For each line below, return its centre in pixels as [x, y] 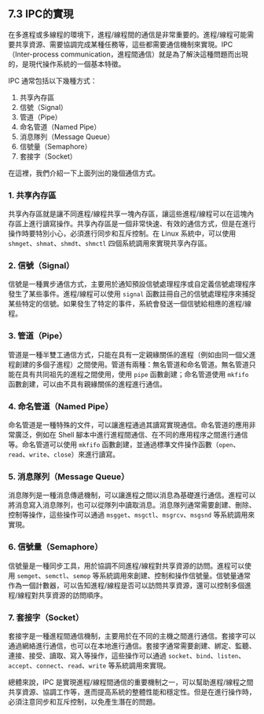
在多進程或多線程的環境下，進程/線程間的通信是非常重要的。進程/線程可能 [128, 35]
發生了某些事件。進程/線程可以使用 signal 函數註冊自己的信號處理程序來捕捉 [132, 294]
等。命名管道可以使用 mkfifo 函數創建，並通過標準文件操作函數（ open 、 [124, 445]
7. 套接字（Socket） [46, 617]
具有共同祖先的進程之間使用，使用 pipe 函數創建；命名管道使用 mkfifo [135, 374]
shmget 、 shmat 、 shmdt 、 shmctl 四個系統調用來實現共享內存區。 [110, 243]
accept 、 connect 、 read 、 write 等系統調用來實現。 [89, 665]
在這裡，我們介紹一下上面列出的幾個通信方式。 [84, 173]
